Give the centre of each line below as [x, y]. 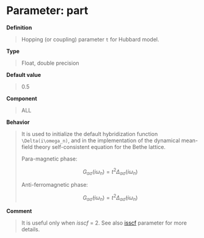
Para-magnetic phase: [49, 159]
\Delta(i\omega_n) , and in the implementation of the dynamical [100, 140]
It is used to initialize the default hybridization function [89, 134]
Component [22, 98]
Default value [24, 74]
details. [31, 229]
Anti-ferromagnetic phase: [55, 185]
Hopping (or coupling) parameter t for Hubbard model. [90, 39]
